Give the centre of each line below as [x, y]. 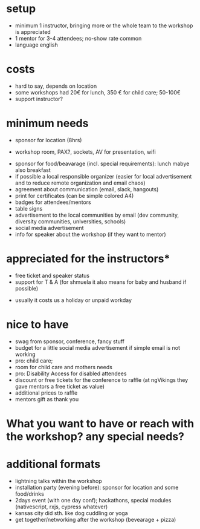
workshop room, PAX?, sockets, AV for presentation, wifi [85, 152]
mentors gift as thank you [47, 399]
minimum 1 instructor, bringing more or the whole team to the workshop [104, 25]
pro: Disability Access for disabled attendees [71, 373]
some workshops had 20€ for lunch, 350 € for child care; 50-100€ [98, 92]
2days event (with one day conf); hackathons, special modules [93, 500]
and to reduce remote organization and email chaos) [80, 183]
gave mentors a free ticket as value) [60, 386]
